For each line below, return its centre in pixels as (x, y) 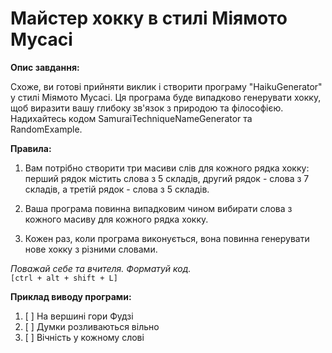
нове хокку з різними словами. (91, 249)
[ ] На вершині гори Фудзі (79, 316)
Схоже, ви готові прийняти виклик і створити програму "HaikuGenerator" (166, 86)
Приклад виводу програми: (71, 296)
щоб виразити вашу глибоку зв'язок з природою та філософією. (147, 108)
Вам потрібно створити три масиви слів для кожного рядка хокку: (167, 168)
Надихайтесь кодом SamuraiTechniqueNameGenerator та (131, 118)
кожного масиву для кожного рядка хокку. (116, 219)
